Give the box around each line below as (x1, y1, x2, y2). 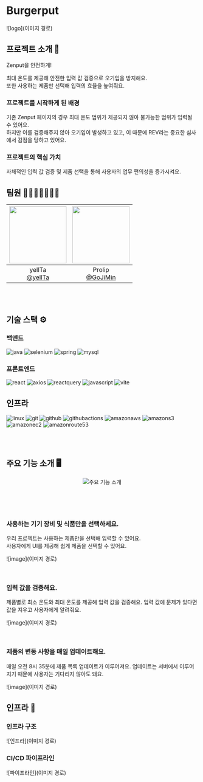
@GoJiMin (86, 273, 116, 282)
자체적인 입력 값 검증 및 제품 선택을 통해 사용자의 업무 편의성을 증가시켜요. (6, 168, 181, 175)
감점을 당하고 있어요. (17, 136, 67, 144)
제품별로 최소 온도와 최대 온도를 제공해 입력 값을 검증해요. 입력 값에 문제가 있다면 (6, 598, 198, 606)
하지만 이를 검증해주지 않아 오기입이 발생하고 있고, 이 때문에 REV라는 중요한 (6, 129, 185, 136)
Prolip (92, 266, 109, 274)
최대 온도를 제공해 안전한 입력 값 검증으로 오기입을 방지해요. (6, 74, 148, 81)
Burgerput (6, 4, 59, 18)
